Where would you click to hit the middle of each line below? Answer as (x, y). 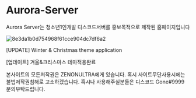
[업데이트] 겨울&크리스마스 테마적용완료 (51, 62)
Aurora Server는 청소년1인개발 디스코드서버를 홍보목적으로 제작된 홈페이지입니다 (98, 27)
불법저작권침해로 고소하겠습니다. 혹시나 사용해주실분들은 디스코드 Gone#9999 (95, 82)
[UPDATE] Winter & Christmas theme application (64, 50)
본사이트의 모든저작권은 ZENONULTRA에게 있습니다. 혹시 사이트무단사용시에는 (96, 74)
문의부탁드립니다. (26, 89)
